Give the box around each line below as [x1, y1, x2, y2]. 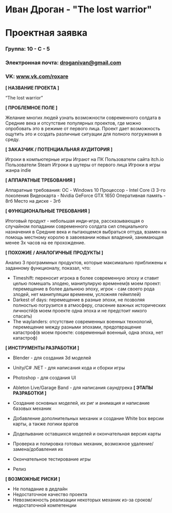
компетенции [47, 502, 77, 508]
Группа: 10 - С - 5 [5, 45, 50, 52]
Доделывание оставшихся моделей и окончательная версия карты [12, 430, 161, 437]
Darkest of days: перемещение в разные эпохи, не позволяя [12, 297, 145, 303]
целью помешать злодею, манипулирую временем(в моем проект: [12, 280, 161, 286]
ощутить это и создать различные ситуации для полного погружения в [5, 131, 162, 137]
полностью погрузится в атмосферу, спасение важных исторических [12, 302, 166, 308]
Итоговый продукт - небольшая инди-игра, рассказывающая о [5, 218, 144, 224]
